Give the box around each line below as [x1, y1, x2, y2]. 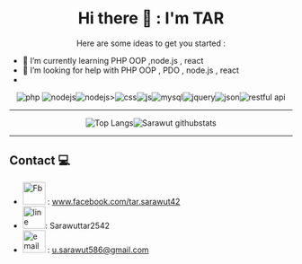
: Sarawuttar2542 [44, 220, 111, 231]
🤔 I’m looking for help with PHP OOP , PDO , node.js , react [22, 65, 240, 75]
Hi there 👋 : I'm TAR [77, 8, 225, 29]
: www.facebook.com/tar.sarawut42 [47, 196, 181, 207]
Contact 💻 [9, 153, 71, 169]
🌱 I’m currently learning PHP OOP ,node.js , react [22, 55, 204, 66]
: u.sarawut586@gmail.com [47, 244, 150, 255]
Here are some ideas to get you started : [75, 38, 226, 48]
